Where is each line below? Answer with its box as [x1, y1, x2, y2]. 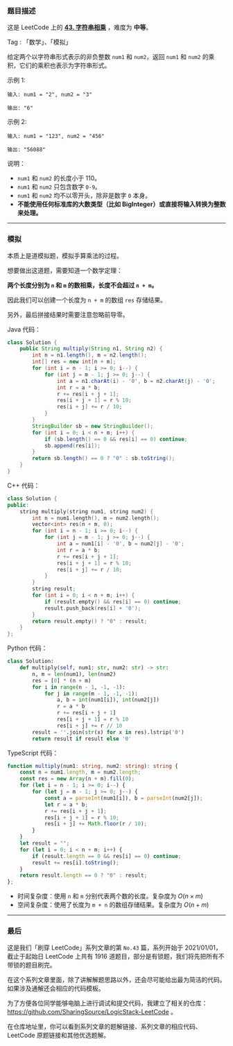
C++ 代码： [7, 481, 40, 490]
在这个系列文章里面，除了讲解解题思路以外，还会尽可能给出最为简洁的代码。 [7, 975, 226, 984]
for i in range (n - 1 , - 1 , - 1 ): [32, 683, 126, 691]
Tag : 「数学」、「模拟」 [7, 38, 72, 46]
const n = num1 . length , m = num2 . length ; [19, 769, 141, 776]
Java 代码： [7, 325, 42, 334]
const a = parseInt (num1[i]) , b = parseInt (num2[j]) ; [44, 794, 203, 802]
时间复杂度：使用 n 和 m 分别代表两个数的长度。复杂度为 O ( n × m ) [17, 892, 203, 900]
